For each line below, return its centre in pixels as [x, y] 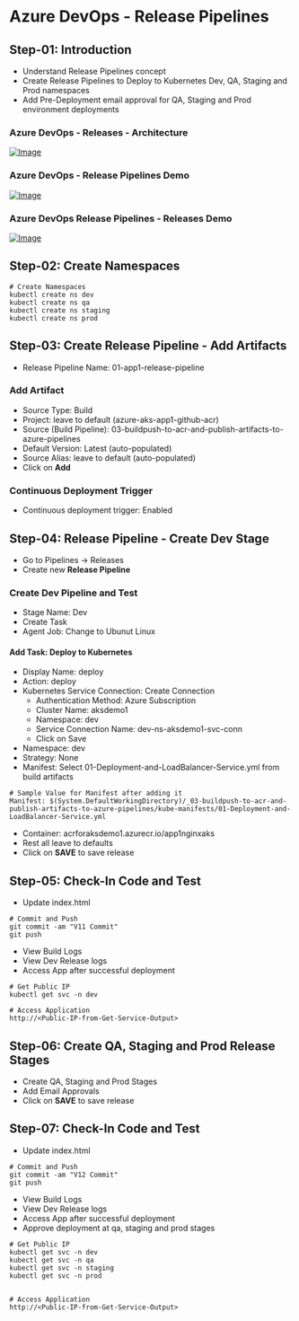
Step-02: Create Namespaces [95, 266]
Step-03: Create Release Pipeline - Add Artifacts [148, 346]
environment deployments [70, 109]
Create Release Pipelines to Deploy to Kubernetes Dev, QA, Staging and [154, 81]
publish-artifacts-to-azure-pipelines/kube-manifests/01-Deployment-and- [150, 809]
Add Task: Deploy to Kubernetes [71, 652]
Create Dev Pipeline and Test [74, 593]
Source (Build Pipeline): [66, 429]
